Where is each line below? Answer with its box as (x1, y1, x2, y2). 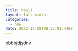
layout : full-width (5, 12, 46, 17)
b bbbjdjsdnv (5, 40, 31, 46)
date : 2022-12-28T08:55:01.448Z (5, 26, 73, 31)
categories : (5, 17, 30, 22)
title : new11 (5, 7, 33, 13)
